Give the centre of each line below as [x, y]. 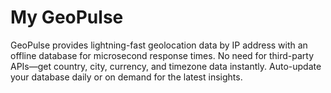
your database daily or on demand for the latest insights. [126, 77]
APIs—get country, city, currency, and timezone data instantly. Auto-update [166, 66]
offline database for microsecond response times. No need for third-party [162, 55]
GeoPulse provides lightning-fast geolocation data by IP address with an [159, 45]
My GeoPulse [67, 17]
